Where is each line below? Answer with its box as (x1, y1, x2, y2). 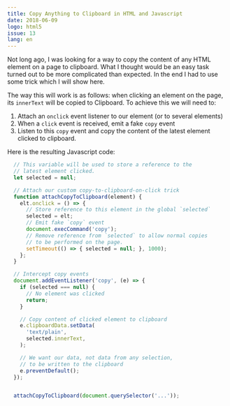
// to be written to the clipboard (20, 361, 124, 368)
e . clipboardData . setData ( (20, 322, 96, 329)
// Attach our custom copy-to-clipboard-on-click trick (13, 186, 180, 194)
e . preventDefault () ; (20, 367, 80, 374)
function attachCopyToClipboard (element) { (13, 193, 142, 200)
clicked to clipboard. (17, 134, 77, 143)
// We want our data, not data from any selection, (20, 354, 173, 361)
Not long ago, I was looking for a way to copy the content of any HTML (7, 55, 211, 63)
